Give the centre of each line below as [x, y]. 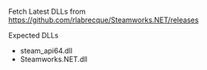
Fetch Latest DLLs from [47, 12]
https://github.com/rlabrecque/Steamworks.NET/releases [103, 20]
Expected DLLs [33, 35]
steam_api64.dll [46, 51]
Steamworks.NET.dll [54, 59]
